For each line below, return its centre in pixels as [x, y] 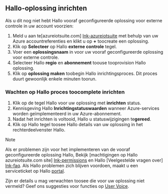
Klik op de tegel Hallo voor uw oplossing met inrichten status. [77, 103]
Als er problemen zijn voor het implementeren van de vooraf [68, 149]
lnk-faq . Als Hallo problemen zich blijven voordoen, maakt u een [72, 166]
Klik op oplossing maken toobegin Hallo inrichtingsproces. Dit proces [85, 73]
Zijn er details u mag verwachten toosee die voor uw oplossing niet [75, 181]
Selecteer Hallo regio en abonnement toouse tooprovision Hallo [79, 62]
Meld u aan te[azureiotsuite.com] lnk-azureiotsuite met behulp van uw [85, 35]
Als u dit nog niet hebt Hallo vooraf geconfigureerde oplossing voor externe [84, 20]
